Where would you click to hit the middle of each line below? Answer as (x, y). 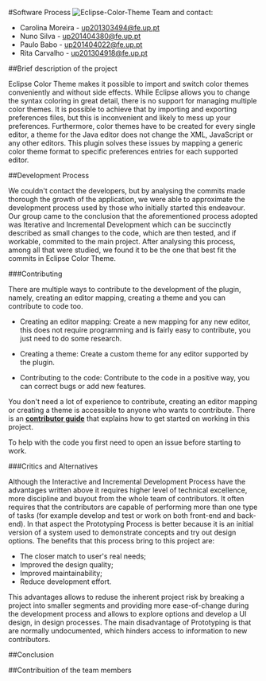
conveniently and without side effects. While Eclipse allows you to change (129, 92)
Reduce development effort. (66, 582)
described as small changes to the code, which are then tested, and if (122, 233)
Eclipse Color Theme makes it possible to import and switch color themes (128, 84)
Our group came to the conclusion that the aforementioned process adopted (133, 216)
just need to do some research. (71, 339)
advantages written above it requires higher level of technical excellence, (128, 490)
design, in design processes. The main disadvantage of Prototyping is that (130, 622)
